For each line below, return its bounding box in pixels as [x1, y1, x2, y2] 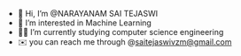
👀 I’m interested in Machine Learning [17, 17, 152, 28]
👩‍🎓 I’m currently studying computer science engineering [17, 27, 224, 37]
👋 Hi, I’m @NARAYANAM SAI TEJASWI [17, 9, 158, 18]
